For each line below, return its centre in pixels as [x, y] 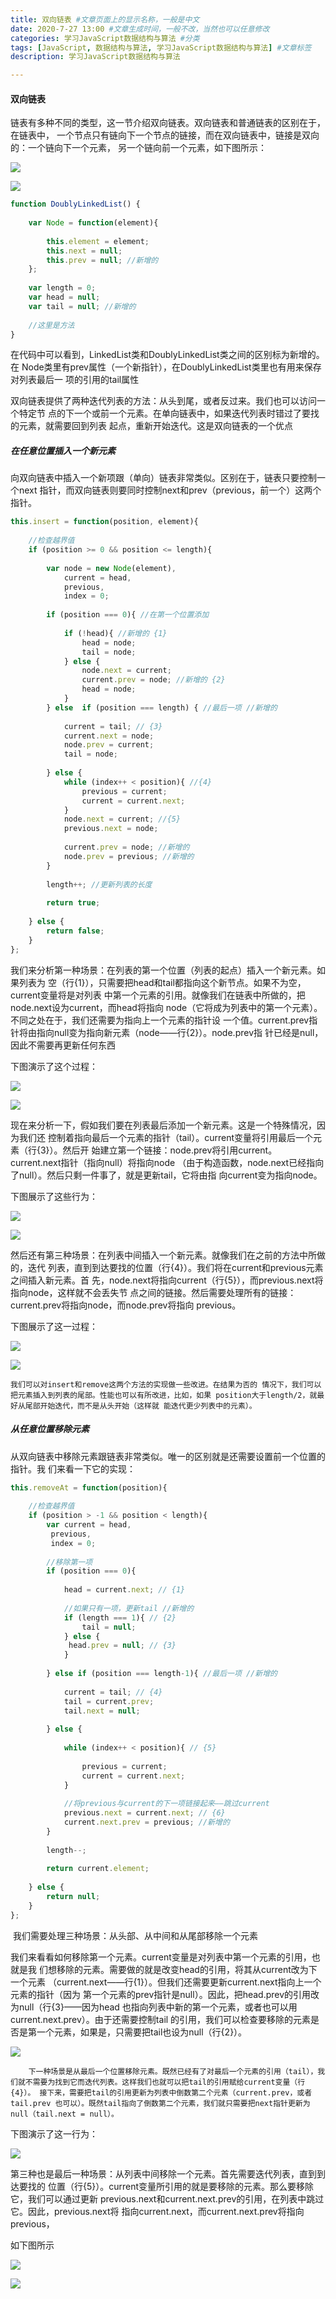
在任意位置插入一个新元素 [63, 451]
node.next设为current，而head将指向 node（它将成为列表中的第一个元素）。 [166, 1007]
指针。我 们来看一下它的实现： [73, 1468]
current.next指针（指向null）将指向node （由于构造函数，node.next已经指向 [167, 1162]
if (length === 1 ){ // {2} [120, 1617]
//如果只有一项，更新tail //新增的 [129, 1608]
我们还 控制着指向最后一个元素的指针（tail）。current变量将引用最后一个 [166, 1137]
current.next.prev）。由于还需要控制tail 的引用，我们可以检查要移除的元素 [161, 2019]
